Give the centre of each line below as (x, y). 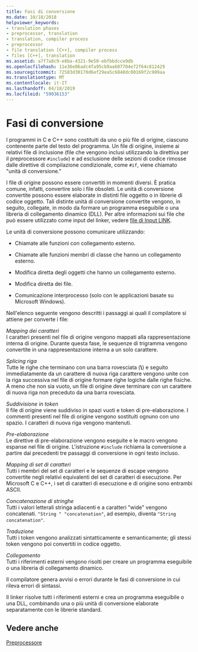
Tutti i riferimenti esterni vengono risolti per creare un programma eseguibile (99, 562)
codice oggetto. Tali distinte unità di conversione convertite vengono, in (93, 201)
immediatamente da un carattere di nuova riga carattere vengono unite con (98, 374)
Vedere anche (33, 628)
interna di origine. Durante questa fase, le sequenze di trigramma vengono (97, 343)
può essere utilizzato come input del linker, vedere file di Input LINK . (89, 220)
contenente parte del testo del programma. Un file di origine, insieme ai (93, 146)
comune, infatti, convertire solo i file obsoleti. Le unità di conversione (90, 189)
